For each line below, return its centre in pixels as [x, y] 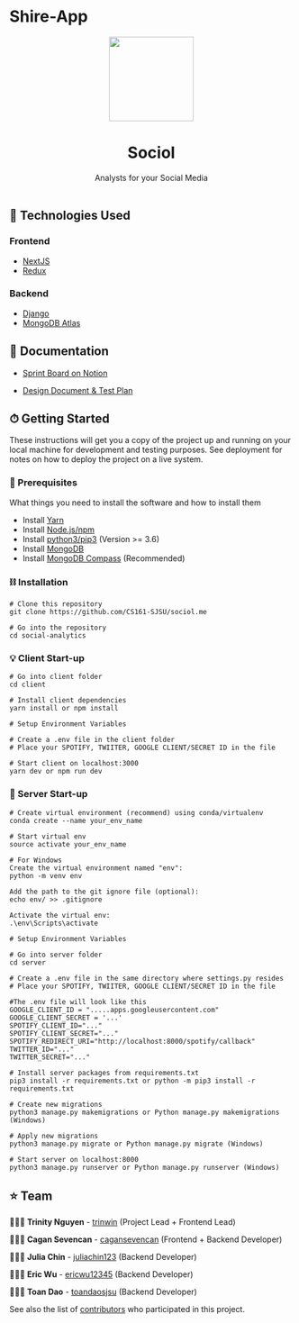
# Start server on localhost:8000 [74, 1159]
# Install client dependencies [68, 701]
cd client [28, 685]
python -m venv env [46, 875]
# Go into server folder [56, 955]
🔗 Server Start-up [49, 794]
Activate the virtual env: [60, 915]
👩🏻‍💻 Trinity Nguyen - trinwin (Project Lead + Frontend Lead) [122, 1222]
